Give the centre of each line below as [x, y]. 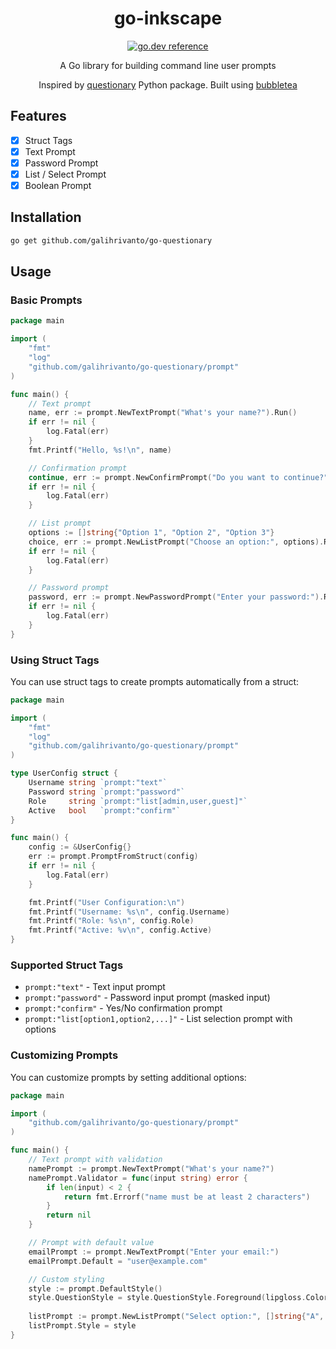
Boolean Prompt [58, 185]
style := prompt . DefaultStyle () [95, 1288]
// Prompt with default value [91, 1243]
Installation [46, 217]
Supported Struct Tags [67, 965]
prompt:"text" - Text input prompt [95, 987]
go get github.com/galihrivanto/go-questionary [111, 240]
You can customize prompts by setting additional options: [128, 1077]
